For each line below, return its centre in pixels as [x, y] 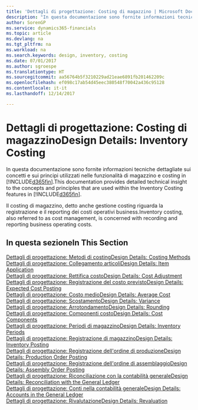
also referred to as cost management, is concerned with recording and [92, 218]
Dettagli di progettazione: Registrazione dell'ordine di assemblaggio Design [97, 363]
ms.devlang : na [25, 39]
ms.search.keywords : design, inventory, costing [67, 55]
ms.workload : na [26, 50]
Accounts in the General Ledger [45, 394]
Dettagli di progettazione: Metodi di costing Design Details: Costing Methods [98, 257]
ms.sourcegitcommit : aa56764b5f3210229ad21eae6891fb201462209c [85, 77]
